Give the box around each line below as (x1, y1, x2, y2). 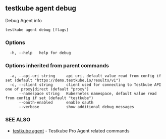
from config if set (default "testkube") (5, 96, 94, 101)
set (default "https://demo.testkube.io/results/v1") (5, 78, 121, 83)
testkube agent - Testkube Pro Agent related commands (12, 127, 130, 133)
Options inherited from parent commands (5, 62, 109, 69)
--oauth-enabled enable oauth (18, 100, 94, 105)
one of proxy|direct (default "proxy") (5, 87, 89, 92)
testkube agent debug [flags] (5, 27, 69, 32)
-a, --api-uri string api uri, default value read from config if (10, 73, 161, 79)
